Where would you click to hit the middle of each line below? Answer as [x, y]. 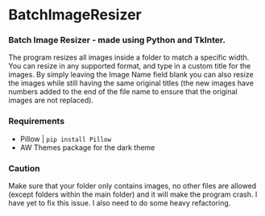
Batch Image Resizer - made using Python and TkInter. [117, 40]
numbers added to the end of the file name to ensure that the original [123, 92]
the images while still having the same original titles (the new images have [131, 83]
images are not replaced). [51, 100]
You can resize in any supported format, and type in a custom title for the [130, 66]
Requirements [37, 121]
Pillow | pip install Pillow [65, 139]
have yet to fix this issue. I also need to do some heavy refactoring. [120, 203]
